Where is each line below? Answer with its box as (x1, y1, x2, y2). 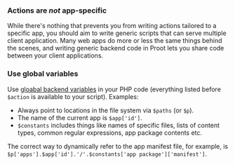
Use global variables (7, 69, 79, 79)
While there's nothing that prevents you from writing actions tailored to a (7, 22, 217, 30)
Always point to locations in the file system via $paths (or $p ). (17, 106, 194, 114)
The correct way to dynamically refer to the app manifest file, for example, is (7, 142, 229, 150)
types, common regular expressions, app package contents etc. (17, 128, 202, 137)
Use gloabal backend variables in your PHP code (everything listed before (7, 85, 221, 93)
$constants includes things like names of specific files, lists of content (17, 121, 220, 129)
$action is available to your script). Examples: (7, 92, 139, 100)
